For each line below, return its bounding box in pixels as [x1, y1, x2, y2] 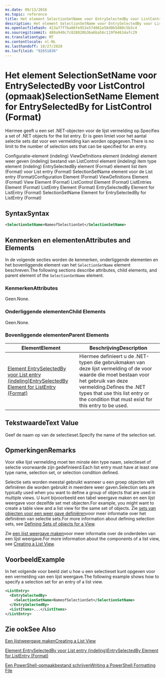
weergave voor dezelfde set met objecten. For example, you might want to [5, 500, 154, 506]
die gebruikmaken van [93, 359, 145, 366]
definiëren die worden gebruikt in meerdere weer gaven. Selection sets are [5, 484, 156, 490]
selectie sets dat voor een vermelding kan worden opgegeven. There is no [5, 138, 154, 144]
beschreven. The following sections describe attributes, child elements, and [5, 267, 157, 273]
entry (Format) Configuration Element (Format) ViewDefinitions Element [5, 174, 149, 180]
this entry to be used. [79, 402, 129, 409]
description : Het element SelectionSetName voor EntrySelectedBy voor [5, 21, 153, 26]
